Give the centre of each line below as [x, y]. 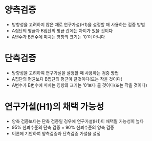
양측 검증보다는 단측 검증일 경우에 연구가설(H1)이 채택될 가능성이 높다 [78, 121]
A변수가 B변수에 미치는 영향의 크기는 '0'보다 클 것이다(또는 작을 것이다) [79, 85]
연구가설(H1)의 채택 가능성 [54, 107]
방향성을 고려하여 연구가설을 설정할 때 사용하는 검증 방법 [65, 73]
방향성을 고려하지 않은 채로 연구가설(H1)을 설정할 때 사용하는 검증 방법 [78, 24]
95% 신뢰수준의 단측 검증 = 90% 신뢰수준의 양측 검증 [63, 127]
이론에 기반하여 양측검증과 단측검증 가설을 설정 [56, 133]
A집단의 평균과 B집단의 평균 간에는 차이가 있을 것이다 [62, 30]
